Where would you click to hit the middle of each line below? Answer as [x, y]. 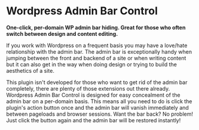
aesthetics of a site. [30, 70]
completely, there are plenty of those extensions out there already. [88, 88]
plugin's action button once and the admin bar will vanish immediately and [98, 107]
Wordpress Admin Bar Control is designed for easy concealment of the [93, 95]
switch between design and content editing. [62, 33]
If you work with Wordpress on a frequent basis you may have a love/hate [97, 45]
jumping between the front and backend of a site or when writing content [96, 58]
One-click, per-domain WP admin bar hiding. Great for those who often [96, 27]
